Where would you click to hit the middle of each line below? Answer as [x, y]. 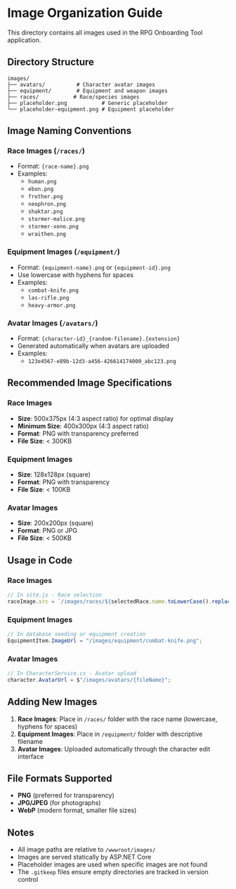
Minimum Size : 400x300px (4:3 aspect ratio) [83, 426]
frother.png [45, 197]
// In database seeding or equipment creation [77, 634]
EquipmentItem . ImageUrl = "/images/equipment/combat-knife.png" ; [105, 640]
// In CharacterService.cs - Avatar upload [72, 674]
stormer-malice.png [57, 219]
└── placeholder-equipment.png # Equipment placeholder [91, 109]
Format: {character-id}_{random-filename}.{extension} [99, 338]
